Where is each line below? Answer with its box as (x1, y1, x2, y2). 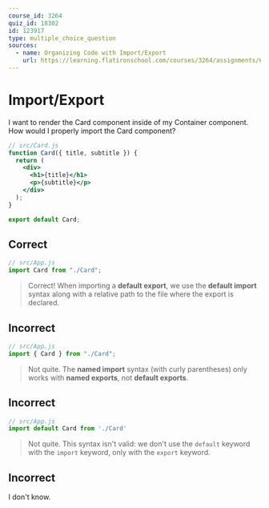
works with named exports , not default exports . (27, 373, 189, 382)
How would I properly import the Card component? (8, 126, 176, 135)
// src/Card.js (8, 141, 59, 149)
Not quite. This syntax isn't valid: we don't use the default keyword (27, 439, 251, 449)
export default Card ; (8, 216, 81, 224)
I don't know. (8, 492, 51, 502)
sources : (8, 42, 38, 50)
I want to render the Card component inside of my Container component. (8, 117, 249, 127)
